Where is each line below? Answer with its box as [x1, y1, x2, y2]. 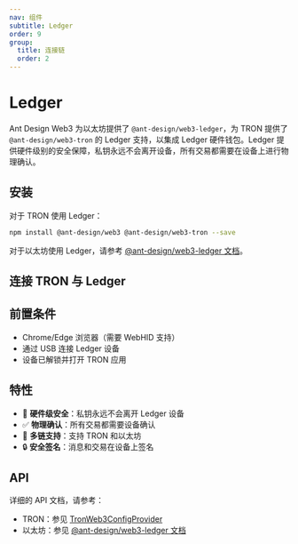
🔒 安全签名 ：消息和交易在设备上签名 [21, 441, 154, 452]
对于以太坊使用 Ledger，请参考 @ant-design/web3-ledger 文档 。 [9, 245, 248, 256]
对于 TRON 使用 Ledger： [9, 210, 103, 220]
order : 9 [9, 29, 42, 38]
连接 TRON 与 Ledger [9, 274, 126, 289]
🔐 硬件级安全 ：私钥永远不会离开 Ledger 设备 [21, 408, 184, 419]
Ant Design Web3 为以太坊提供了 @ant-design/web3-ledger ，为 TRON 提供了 [9, 123, 288, 133]
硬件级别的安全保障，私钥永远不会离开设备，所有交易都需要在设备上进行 [16, 145, 281, 156]
